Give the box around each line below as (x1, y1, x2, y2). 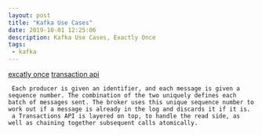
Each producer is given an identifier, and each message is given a (11, 85, 241, 93)
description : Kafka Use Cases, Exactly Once (8, 33, 156, 42)
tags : (8, 41, 26, 49)
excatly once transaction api (8, 70, 100, 78)
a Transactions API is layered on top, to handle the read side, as (11, 112, 241, 120)
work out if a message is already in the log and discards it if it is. (8, 105, 251, 113)
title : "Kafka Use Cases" (8, 19, 93, 27)
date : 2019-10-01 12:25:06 (8, 26, 96, 34)
